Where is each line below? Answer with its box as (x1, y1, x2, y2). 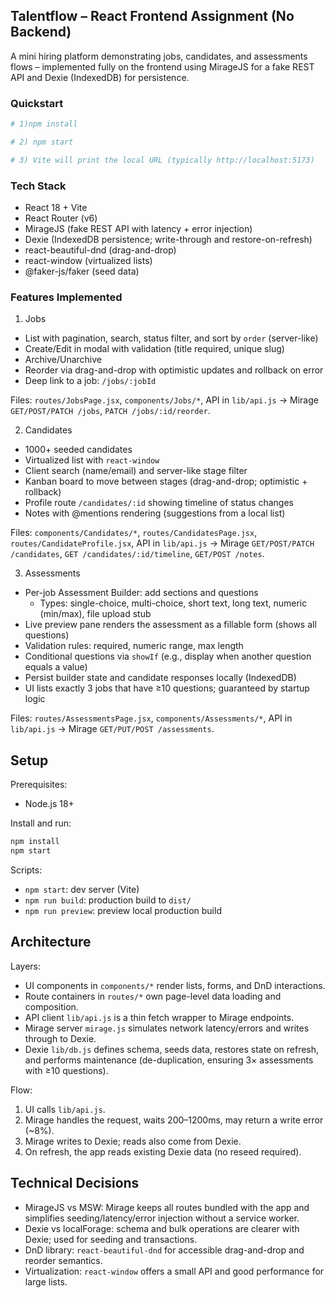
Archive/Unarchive (24, 354, 102, 366)
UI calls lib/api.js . (24, 1103, 106, 1115)
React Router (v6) (24, 212, 98, 224)
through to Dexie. (24, 1032, 97, 1044)
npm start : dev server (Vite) (24, 883, 140, 895)
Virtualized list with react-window (24, 454, 160, 466)
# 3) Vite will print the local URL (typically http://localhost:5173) (10, 155, 315, 165)
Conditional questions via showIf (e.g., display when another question (24, 650, 312, 663)
